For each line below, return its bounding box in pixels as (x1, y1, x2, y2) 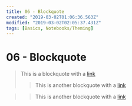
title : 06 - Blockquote (6, 8, 65, 15)
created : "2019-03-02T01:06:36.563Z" (6, 14, 99, 20)
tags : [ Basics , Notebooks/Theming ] (6, 25, 94, 31)
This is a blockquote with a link (20, 70, 96, 78)
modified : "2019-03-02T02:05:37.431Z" (6, 20, 101, 25)
